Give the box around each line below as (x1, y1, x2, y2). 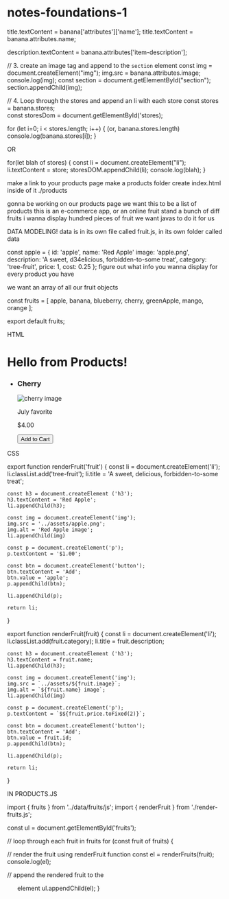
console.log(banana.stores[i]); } (7, 132, 97, 140)
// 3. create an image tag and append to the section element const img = (7, 61, 213, 69)
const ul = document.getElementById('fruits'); (7, 824, 136, 832)
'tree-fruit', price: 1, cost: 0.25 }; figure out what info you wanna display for (7, 262, 218, 270)
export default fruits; (7, 317, 65, 325)
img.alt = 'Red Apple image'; (7, 526, 94, 533)
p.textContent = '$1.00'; (7, 550, 81, 557)
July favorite (16, 408, 53, 416)
